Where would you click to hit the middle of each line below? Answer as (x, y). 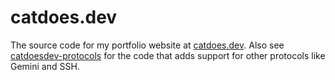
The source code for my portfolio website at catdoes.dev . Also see (147, 45)
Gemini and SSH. (45, 66)
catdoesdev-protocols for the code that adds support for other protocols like (168, 55)
